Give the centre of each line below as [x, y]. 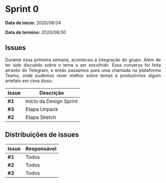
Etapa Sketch [41, 117]
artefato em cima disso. [29, 80]
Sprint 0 [22, 9]
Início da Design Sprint [52, 101]
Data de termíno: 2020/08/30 [36, 32]
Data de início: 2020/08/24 [33, 23]
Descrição [52, 93]
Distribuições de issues [42, 135]
